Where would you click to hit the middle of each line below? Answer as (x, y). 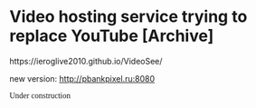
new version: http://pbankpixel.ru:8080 (82, 78)
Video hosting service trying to (128, 17)
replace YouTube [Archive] (112, 36)
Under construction (40, 96)
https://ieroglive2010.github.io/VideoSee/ (86, 61)
